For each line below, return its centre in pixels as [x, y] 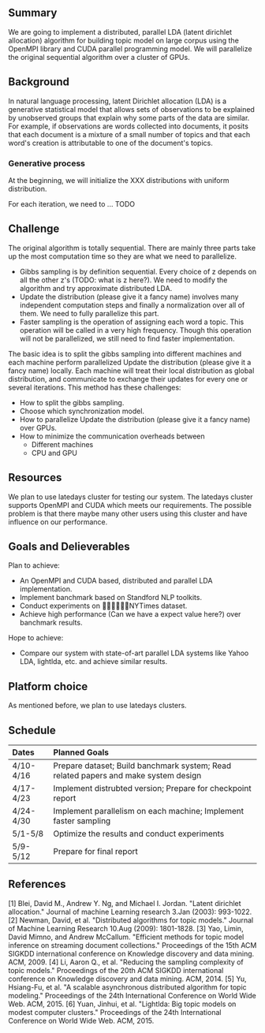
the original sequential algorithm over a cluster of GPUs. [99, 57]
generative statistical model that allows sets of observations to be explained [131, 109]
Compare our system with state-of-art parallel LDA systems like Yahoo [134, 653]
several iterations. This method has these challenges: [95, 387]
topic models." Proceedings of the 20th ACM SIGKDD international [116, 970]
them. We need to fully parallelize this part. [89, 313]
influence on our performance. [58, 522]
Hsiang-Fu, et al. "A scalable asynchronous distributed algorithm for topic [127, 987]
